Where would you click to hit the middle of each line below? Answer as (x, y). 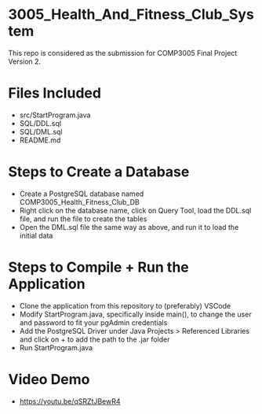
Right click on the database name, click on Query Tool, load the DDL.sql (135, 210)
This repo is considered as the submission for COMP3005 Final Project (123, 53)
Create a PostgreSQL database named (82, 194)
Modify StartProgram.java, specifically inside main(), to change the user (136, 314)
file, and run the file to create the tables (83, 219)
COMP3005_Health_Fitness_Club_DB (79, 201)
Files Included (55, 93)
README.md (40, 140)
